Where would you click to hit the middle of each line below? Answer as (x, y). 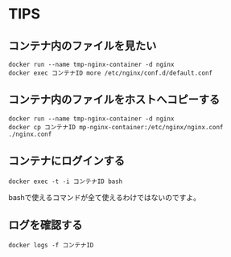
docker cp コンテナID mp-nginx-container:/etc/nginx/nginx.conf (116, 127)
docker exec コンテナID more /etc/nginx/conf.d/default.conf (111, 73)
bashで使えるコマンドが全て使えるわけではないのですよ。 (105, 197)
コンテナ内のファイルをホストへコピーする (114, 100)
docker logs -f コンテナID (51, 246)
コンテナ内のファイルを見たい (82, 45)
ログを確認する (45, 225)
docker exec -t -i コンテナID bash (66, 182)
